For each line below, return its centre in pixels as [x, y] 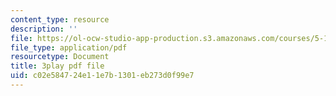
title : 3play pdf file [57, 66]
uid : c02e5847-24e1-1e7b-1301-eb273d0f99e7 [102, 76]
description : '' [44, 29]
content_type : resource [60, 19]
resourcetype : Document [60, 57]
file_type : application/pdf [69, 47]
